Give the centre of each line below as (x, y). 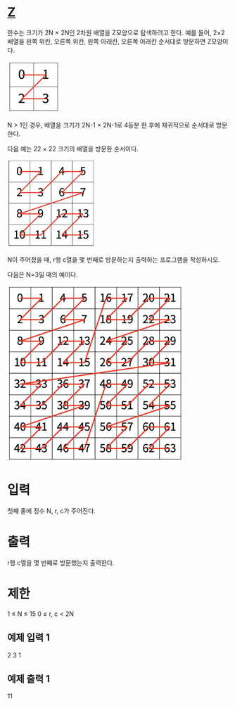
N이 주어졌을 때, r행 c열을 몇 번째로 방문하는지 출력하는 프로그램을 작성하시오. (114, 260)
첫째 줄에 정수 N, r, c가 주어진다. (52, 510)
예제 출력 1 (29, 679)
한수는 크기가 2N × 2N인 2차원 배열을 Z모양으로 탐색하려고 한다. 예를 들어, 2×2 (116, 32)
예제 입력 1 (29, 638)
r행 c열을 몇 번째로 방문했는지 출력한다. (61, 562)
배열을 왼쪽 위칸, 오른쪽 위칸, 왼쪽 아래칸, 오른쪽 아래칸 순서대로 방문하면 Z (109, 41)
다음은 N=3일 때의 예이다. (43, 275)
